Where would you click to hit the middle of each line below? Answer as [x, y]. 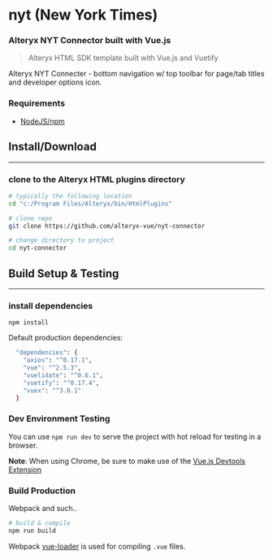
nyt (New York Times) [83, 15]
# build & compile [39, 523]
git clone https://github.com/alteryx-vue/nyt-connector [107, 226]
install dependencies [51, 305]
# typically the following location [70, 196]
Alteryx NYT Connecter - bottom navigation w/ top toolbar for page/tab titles [136, 74]
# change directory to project [61, 240]
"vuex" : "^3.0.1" [52, 390]
